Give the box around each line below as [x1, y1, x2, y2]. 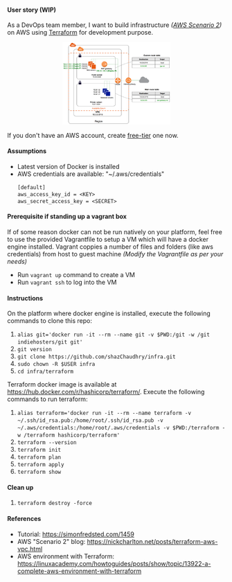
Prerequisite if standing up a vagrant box [7, 212, 127, 221]
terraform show [17, 468, 62, 476]
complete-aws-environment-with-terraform [17, 567, 142, 575]
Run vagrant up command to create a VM [17, 270, 136, 279]
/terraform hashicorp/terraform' [24, 432, 121, 439]
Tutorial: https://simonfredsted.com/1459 [17, 530, 135, 538]
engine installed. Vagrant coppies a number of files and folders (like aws [7, 242, 213, 251]
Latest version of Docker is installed [17, 162, 120, 170]
